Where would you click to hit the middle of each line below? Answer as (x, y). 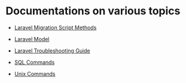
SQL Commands (34, 62)
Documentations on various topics (93, 11)
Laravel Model (32, 39)
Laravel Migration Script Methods (55, 27)
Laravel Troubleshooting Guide (52, 50)
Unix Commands (35, 73)
